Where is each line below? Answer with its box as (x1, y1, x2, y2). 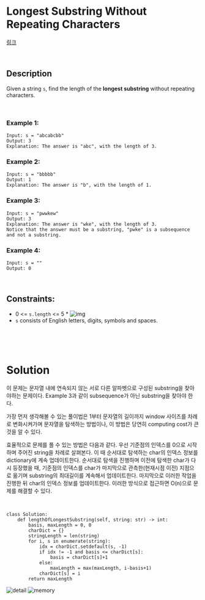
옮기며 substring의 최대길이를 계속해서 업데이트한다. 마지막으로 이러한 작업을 (12, 472, 197, 479)
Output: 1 (6, 177, 32, 183)
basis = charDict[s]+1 (50, 554, 108, 560)
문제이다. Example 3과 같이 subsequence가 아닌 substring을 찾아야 (22, 392, 187, 399)
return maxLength (28, 575, 72, 582)
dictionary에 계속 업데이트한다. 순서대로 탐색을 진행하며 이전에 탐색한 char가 (6, 456, 190, 464)
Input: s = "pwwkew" (6, 210, 59, 216)
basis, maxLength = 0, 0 (28, 522, 92, 528)
